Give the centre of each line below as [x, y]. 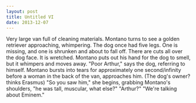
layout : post [22, 11]
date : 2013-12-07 [27, 22]
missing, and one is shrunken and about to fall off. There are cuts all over [94, 51]
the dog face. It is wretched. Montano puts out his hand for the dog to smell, [99, 58]
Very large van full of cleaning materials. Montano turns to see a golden [93, 39]
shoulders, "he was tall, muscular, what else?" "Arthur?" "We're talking [92, 89]
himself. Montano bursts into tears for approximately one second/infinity [94, 70]
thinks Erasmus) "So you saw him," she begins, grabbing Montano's [88, 83]
